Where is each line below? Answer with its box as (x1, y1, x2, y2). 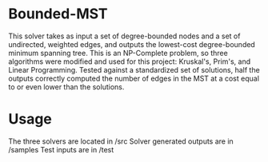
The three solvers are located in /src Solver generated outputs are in (8, 136, 234, 146)
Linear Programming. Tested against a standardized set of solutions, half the (8, 65, 260, 74)
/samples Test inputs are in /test (8, 144, 114, 154)
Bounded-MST (8, 5, 108, 23)
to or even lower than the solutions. (8, 81, 125, 92)
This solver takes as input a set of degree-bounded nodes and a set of (8, 31, 241, 41)
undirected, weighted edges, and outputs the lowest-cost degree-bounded (8, 39, 256, 49)
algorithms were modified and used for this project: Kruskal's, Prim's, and (8, 57, 250, 66)
